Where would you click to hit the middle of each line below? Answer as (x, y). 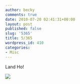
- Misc (12, 52)
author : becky (20, 10)
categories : (18, 48)
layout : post (19, 24)
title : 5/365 (19, 38)
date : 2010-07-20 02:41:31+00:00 (40, 19)
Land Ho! (15, 67)
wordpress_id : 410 (24, 43)
